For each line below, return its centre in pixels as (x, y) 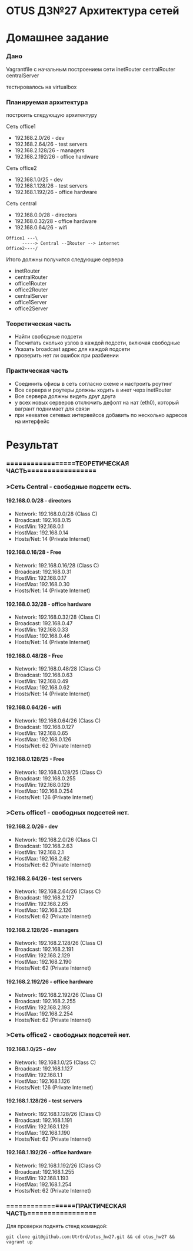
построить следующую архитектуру (52, 115)
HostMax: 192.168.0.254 (44, 791)
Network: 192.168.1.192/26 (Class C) (58, 1165)
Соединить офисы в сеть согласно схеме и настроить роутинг (93, 383)
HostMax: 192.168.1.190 (42, 1132)
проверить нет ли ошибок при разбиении (67, 356)
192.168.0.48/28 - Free (35, 655)
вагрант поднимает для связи (52, 409)
